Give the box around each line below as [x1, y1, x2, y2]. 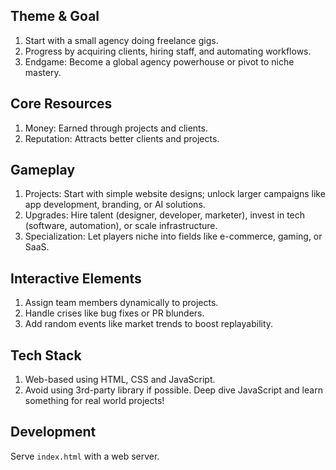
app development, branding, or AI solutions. [24, 199, 206, 211]
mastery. [24, 66, 62, 78]
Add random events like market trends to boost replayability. [24, 318, 274, 330]
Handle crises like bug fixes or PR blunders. [24, 307, 205, 319]
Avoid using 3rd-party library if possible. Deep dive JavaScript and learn [24, 384, 323, 396]
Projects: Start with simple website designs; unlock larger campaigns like [24, 188, 326, 200]
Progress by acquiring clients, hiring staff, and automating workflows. [24, 45, 312, 57]
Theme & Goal [10, 8, 100, 25]
